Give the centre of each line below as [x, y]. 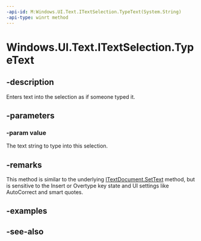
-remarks [24, 165]
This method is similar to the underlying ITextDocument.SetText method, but [101, 179]
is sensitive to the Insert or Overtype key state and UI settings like [88, 186]
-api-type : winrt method [37, 17]
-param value [26, 133]
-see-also [25, 232]
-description [30, 82]
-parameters [30, 115]
